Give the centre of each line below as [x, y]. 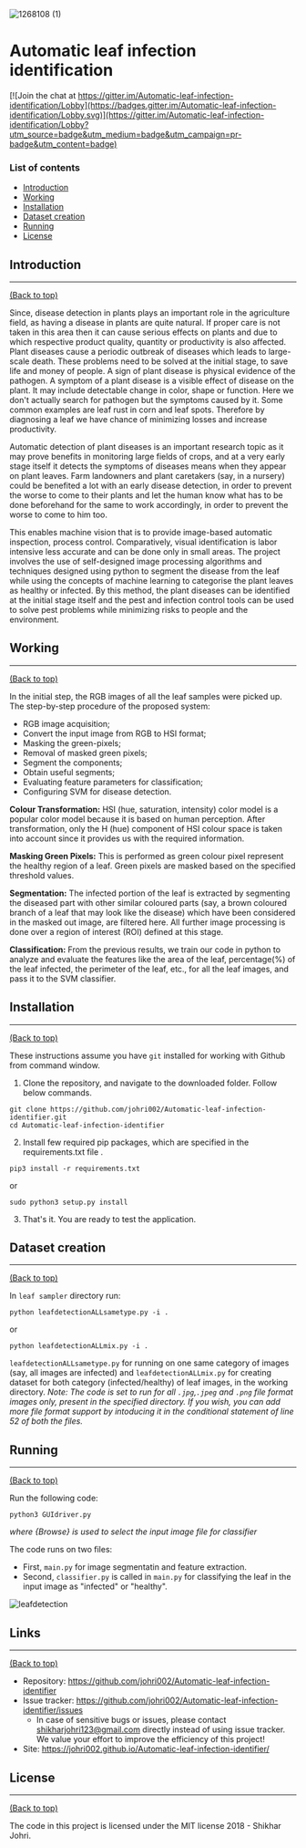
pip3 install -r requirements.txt [75, 1168]
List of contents [45, 167]
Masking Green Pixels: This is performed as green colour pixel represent [147, 856]
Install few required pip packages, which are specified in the [136, 1142]
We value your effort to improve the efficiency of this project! [151, 1739]
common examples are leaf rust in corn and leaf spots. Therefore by [138, 410]
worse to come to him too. [58, 514]
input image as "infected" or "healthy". [95, 1586]
